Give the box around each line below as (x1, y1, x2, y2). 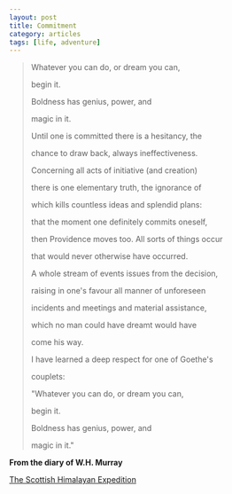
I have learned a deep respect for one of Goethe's (30, 354, 214, 365)
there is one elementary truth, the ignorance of (30, 183, 202, 193)
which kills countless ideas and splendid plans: (30, 200, 202, 210)
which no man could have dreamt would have (30, 320, 197, 331)
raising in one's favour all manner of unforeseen (30, 286, 206, 296)
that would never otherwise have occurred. (30, 251, 189, 262)
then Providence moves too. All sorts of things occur (30, 234, 223, 245)
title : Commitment (9, 21, 77, 30)
